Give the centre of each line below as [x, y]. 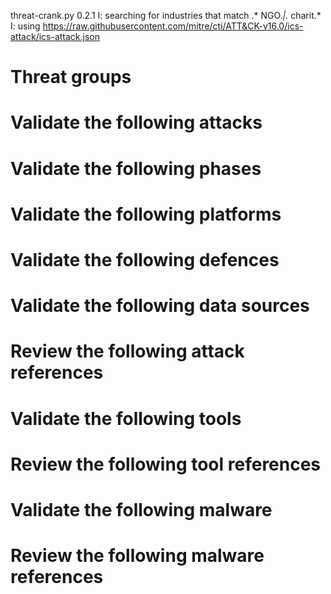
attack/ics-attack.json [55, 36]
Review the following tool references [166, 464]
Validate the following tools [126, 418]
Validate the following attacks [136, 122]
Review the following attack [127, 351]
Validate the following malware [141, 509]
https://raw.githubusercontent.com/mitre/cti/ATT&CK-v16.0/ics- [173, 26]
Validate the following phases [136, 168]
